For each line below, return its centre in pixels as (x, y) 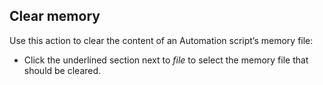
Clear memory (55, 16)
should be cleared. (62, 70)
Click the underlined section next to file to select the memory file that (166, 60)
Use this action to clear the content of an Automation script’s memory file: (161, 40)
